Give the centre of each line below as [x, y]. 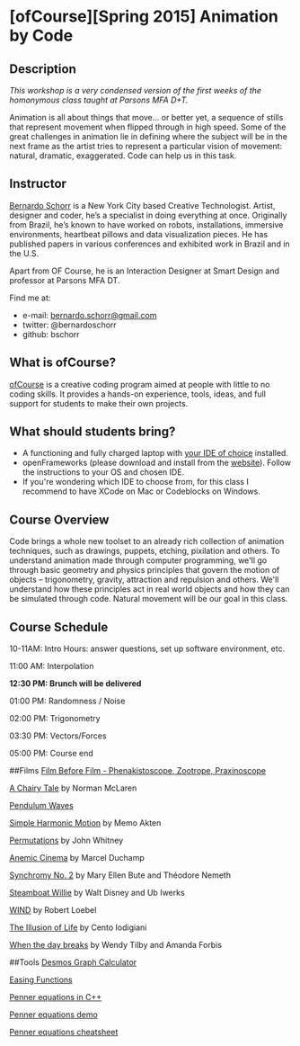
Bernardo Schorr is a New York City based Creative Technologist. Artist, [142, 205]
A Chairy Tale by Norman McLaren [73, 788]
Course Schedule [59, 627]
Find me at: [30, 298]
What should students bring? [93, 432]
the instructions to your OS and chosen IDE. [103, 472]
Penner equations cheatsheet [64, 1033]
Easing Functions [41, 980]
